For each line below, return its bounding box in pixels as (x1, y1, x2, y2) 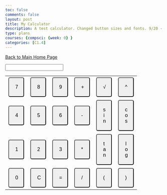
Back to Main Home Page (5, 54, 58, 60)
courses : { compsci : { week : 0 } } (5, 36, 73, 41)
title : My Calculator (5, 21, 51, 27)
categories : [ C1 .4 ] (5, 40, 46, 45)
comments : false (5, 12, 39, 17)
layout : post (5, 17, 33, 22)
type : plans (5, 31, 30, 36)
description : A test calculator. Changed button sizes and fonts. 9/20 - (5, 26, 163, 31)
